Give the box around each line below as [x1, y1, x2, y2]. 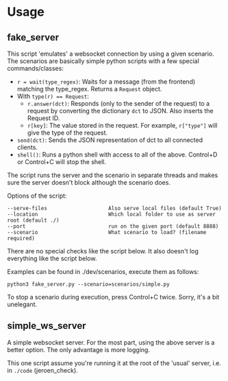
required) [7, 235, 36, 242]
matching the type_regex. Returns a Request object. [16, 85, 162, 93]
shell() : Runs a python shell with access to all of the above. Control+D [16, 150, 218, 159]
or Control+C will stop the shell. [16, 158, 107, 165]
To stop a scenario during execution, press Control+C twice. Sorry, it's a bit [7, 293, 220, 301]
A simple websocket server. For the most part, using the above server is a [7, 338, 215, 347]
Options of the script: [7, 192, 67, 200]
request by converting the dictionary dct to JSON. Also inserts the [27, 107, 214, 115]
